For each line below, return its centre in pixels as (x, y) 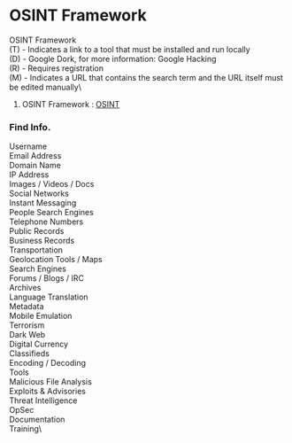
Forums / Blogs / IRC (47, 278)
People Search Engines (52, 213)
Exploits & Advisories (48, 392)
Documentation (37, 420)
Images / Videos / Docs (52, 184)
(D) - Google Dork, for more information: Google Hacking (113, 58)
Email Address (35, 156)
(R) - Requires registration (57, 68)
